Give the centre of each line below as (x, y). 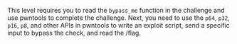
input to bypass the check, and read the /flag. (74, 33)
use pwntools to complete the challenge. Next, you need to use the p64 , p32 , (118, 18)
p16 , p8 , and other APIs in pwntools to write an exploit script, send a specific (118, 25)
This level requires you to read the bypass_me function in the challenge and (116, 10)
